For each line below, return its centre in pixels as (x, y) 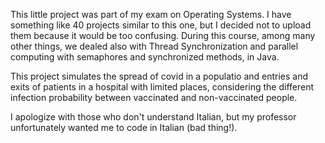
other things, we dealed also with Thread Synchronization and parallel (154, 46)
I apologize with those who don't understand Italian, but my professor (153, 117)
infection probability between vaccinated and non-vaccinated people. (154, 97)
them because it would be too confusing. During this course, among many (163, 35)
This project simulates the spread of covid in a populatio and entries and (159, 76)
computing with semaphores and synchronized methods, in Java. (145, 57)
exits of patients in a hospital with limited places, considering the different (162, 87)
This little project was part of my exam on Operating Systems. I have (151, 14)
